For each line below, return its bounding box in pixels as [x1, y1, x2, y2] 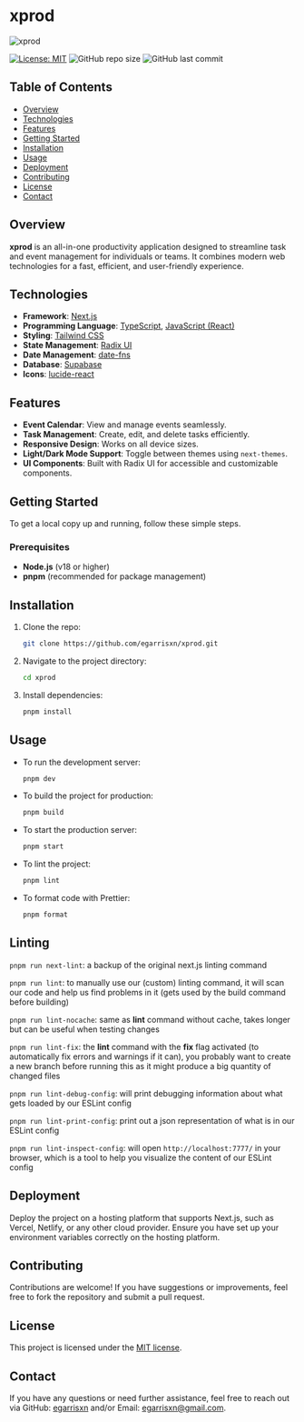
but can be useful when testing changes [9, 1024, 161, 1035]
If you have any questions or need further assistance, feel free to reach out [9, 1392, 290, 1403]
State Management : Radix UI [22, 340, 132, 351]
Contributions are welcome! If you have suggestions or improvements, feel [9, 1282, 289, 1293]
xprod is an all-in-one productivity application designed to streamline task [9, 241, 287, 252]
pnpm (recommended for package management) [22, 571, 207, 582]
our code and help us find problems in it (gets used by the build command [9, 986, 286, 997]
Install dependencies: [22, 689, 103, 700]
